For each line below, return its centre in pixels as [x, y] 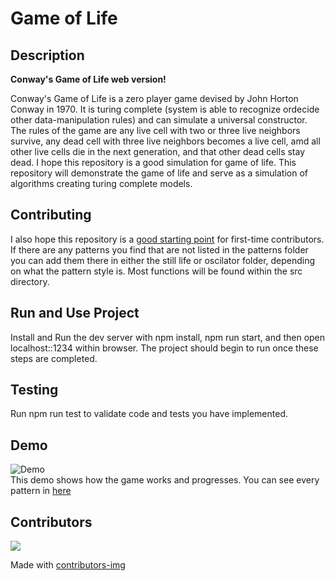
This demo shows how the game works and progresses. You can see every [165, 480]
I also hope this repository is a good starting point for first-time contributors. [167, 239]
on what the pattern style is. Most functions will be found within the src [156, 271]
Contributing [51, 215]
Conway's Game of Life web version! [88, 79]
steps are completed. [54, 358]
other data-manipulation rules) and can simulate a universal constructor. [159, 120]
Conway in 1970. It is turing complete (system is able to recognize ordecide [165, 109]
